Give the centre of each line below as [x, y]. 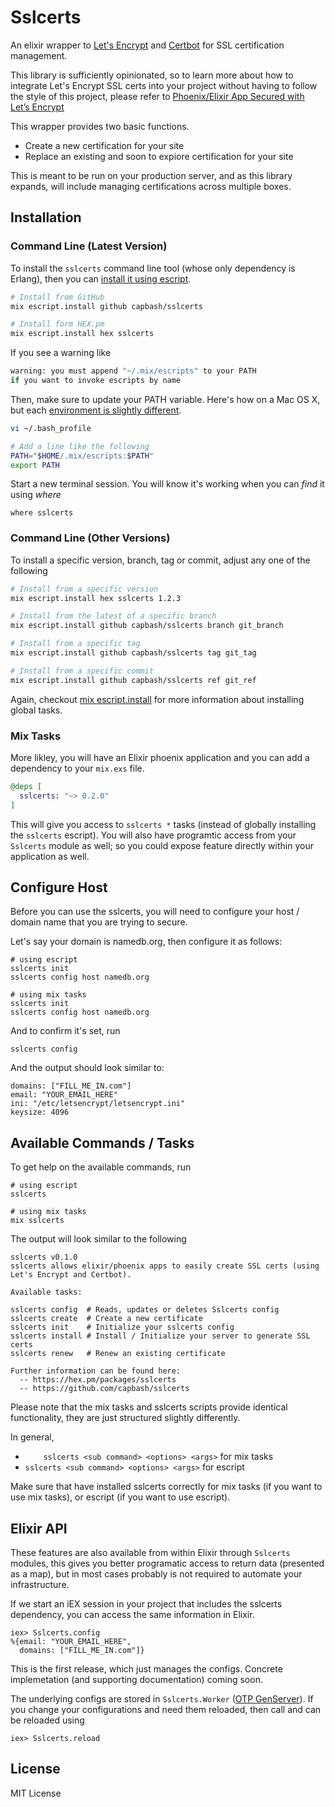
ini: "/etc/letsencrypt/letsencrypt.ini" [98, 1104]
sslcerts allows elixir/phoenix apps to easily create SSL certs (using [165, 1266]
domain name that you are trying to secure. [99, 922]
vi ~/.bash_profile [51, 428]
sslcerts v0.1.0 [44, 1257]
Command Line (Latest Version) [89, 246]
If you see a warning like [61, 353]
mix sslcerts [37, 1221]
